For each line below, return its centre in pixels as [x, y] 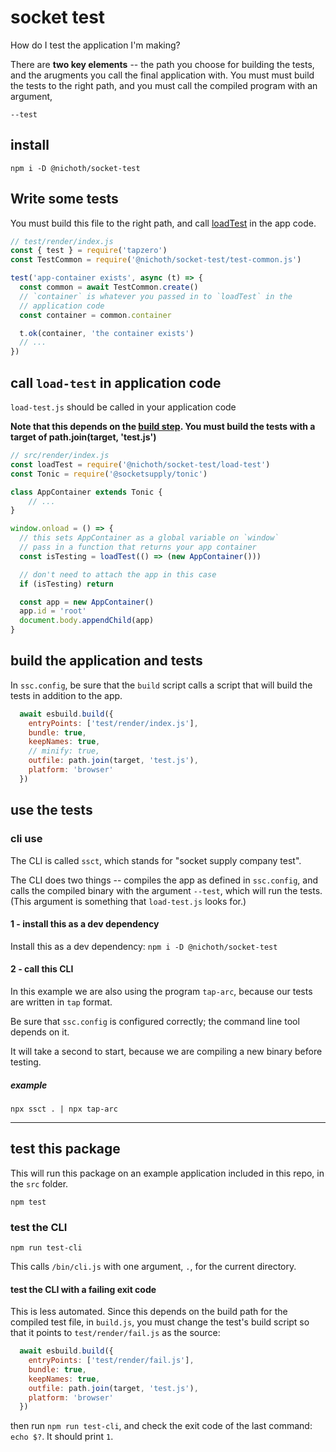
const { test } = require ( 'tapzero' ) [89, 251]
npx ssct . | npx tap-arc [64, 1109]
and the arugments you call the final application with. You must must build [162, 75]
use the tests [51, 810]
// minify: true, [64, 751]
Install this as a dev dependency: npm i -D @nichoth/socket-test [144, 946]
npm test [28, 1202]
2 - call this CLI [42, 969]
